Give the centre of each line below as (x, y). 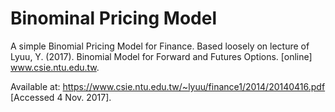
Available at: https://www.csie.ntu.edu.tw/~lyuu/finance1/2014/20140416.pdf (168, 86)
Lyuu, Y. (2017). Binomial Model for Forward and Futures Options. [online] (161, 56)
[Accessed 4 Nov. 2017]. (61, 97)
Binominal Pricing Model (114, 18)
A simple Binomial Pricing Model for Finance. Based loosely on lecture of (160, 46)
